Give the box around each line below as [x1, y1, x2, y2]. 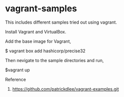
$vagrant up [5, 67, 31, 73]
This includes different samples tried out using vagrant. [5, 19, 117, 25]
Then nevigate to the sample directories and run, [5, 57, 104, 63]
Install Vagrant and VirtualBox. [5, 29, 66, 34]
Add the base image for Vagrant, [5, 38, 71, 44]
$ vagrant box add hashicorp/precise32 [5, 48, 86, 54]
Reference [5, 76, 26, 82]
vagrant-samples [5, 3, 77, 14]
